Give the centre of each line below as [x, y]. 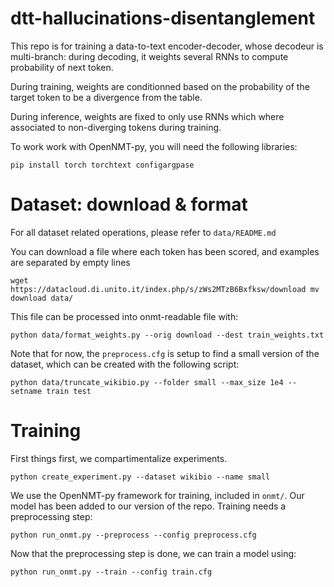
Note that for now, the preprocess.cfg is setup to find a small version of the [165, 353]
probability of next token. [62, 67]
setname [26, 391]
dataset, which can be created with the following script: [125, 364]
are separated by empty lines [70, 262]
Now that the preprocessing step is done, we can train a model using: [153, 553]
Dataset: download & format [129, 204]
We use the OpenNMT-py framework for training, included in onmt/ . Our [157, 495]
